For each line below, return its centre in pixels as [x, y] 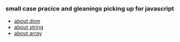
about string [29, 27]
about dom [27, 21]
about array [28, 33]
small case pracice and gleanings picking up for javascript [90, 9]
